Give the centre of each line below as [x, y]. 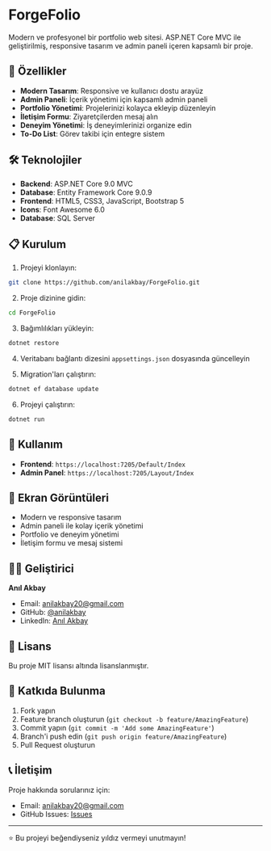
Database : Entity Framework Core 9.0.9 [86, 192]
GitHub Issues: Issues [56, 814]
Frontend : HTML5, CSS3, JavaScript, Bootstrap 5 [102, 200]
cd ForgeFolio [32, 313]
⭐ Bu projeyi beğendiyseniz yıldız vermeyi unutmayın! [97, 837]
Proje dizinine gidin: [53, 298]
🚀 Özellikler [38, 72]
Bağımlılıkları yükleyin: [57, 328]
